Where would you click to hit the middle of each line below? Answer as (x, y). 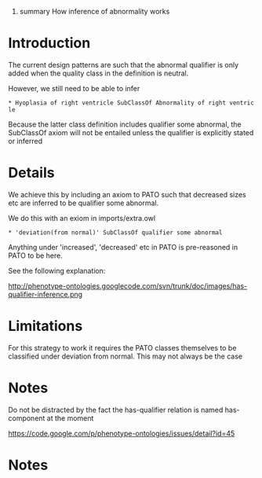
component (27, 418)
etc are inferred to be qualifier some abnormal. (84, 203)
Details (31, 173)
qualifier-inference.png (45, 294)
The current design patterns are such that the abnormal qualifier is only (124, 64)
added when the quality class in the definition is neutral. (98, 73)
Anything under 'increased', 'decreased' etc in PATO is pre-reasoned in (123, 247)
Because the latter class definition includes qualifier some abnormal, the (125, 124)
